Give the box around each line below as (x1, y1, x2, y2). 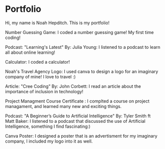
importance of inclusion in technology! (5, 88, 83, 94)
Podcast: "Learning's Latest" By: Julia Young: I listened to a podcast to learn (5, 44, 161, 50)
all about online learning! (5, 49, 55, 55)
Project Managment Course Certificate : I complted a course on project (5, 98, 150, 104)
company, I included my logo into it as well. (5, 138, 93, 144)
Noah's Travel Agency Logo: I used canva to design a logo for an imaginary (5, 68, 159, 74)
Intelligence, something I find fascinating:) (5, 123, 90, 129)
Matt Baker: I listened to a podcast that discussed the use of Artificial (5, 118, 146, 124)
